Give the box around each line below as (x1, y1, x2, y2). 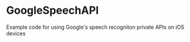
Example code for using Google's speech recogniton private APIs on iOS (6, 23, 185, 31)
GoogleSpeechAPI (6, 4, 99, 17)
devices (6, 29, 26, 37)
